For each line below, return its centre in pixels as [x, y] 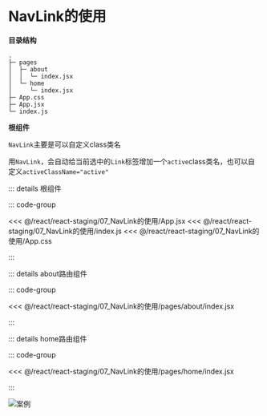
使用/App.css [30, 240]
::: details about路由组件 [48, 273]
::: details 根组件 [35, 188]
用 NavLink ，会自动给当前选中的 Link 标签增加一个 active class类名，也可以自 [131, 161]
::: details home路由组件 [48, 338]
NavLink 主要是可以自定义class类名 [65, 144]
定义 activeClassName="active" [59, 171]
